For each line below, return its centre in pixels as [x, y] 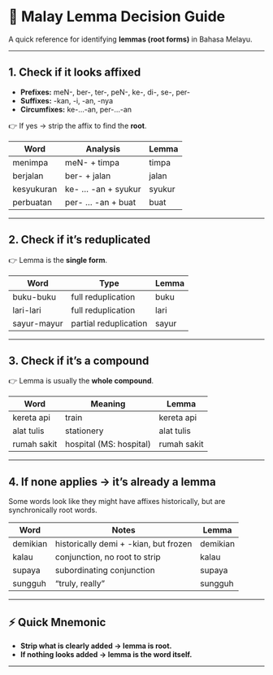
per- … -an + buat [100, 202]
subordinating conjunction [106, 571]
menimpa [30, 162]
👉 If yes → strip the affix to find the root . [78, 125]
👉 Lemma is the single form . [58, 260]
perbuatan [32, 202]
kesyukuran [35, 189]
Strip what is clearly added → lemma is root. [96, 646]
